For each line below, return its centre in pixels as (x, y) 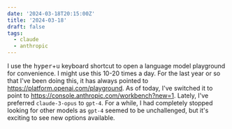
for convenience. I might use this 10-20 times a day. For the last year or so (114, 73)
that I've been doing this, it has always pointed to (78, 81)
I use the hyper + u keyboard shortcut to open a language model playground (116, 66)
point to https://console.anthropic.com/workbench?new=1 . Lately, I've (108, 96)
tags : (15, 33)
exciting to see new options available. (61, 118)
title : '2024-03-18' (37, 20)
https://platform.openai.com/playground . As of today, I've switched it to (110, 88)
